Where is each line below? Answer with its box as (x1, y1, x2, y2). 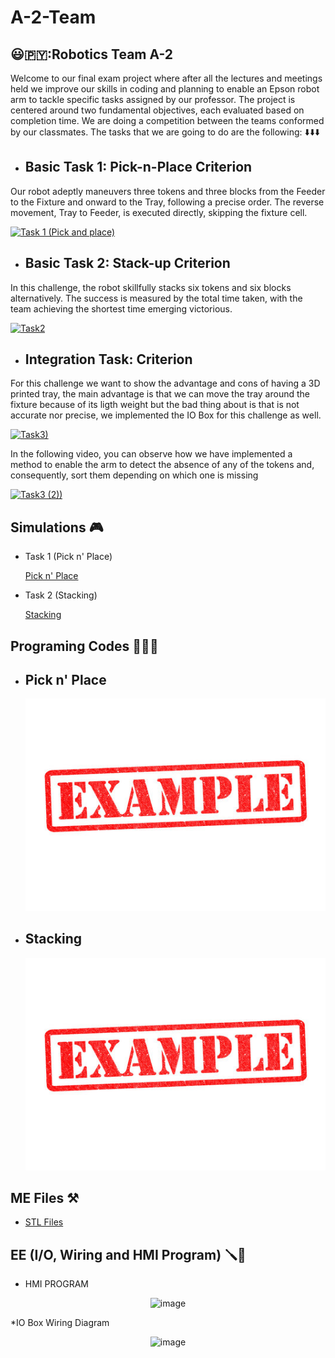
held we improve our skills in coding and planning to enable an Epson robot (10, 83, 320, 95)
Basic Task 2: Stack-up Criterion (24, 255, 231, 272)
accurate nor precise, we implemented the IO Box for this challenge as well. (10, 409, 322, 421)
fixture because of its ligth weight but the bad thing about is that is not (10, 399, 300, 411)
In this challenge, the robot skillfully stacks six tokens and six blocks (10, 281, 292, 293)
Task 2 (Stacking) (24, 589, 98, 601)
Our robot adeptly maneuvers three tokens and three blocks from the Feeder (10, 185, 326, 197)
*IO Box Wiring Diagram (10, 1317, 110, 1329)
